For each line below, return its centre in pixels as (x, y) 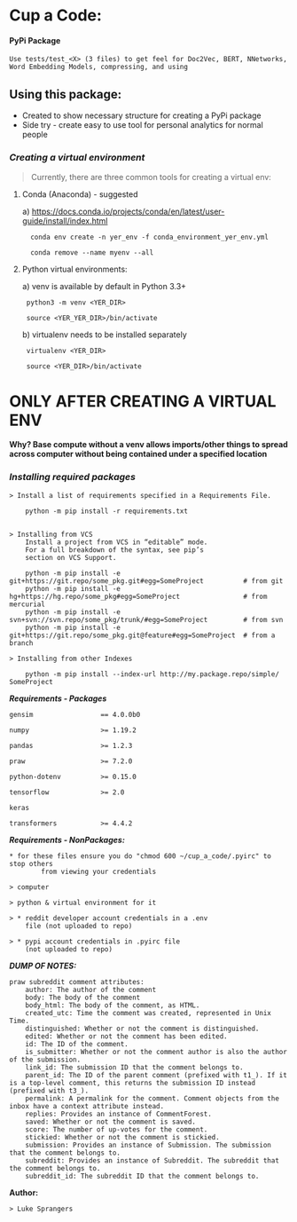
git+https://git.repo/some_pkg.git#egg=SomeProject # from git (146, 581)
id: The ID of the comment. (77, 1044)
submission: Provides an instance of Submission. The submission (148, 1145)
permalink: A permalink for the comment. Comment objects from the (152, 1098)
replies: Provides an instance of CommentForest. (119, 1114)
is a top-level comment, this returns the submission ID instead (132, 1083)
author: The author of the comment (91, 989)
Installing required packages (72, 477)
